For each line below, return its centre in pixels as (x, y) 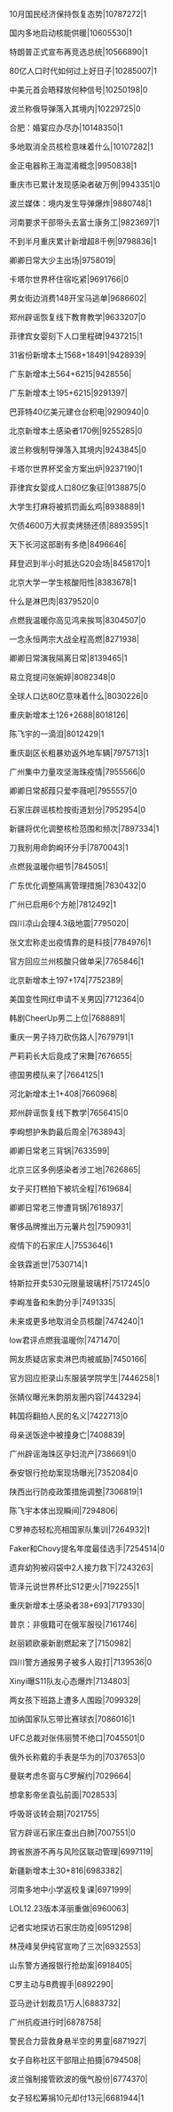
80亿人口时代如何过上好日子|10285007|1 (83, 71)
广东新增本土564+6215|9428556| (71, 374)
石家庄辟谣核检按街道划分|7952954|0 (78, 809)
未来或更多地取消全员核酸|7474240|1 (76, 1321)
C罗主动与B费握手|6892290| (61, 1984)
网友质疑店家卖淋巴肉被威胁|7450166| (78, 1359)
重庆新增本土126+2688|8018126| (69, 715)
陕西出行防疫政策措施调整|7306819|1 (76, 1492)
